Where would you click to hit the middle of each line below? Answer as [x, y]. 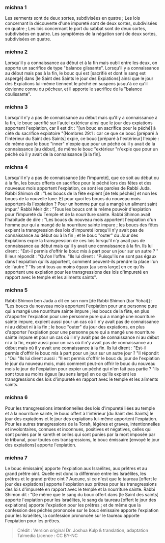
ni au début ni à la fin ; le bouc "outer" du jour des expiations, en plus [75, 327]
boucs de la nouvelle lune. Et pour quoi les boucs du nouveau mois [73, 199]
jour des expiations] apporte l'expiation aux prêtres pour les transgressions [81, 484]
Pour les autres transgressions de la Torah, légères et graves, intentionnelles [82, 424]
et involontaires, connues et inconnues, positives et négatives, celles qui [78, 429]
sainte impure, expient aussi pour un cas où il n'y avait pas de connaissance [82, 322]
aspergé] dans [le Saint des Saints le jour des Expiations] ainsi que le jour [79, 78]
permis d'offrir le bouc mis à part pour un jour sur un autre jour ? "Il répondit [82, 353]
